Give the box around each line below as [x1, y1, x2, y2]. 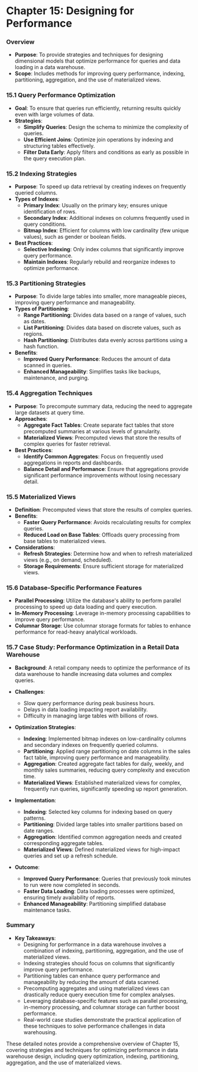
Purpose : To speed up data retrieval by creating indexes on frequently [14, 183, 186, 190]
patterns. [23, 814, 46, 821]
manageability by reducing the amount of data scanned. [23, 978, 160, 985]
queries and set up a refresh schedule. [23, 852, 118, 859]
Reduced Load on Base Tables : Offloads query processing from [23, 531, 180, 538]
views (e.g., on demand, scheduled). [23, 556, 113, 563]
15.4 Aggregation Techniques [6, 389, 93, 397]
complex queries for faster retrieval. [23, 440, 111, 447]
